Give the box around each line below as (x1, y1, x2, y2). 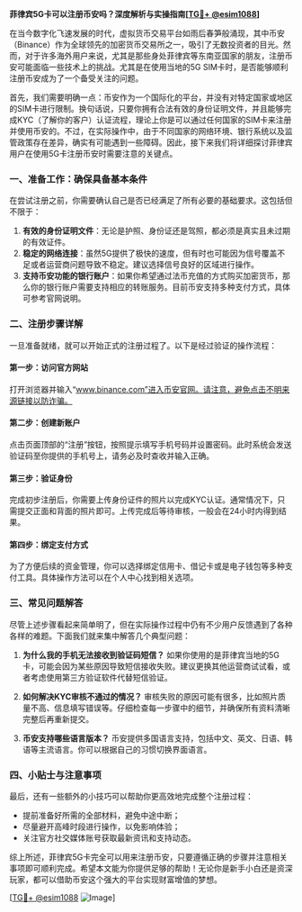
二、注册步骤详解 (9, 318, 84, 330)
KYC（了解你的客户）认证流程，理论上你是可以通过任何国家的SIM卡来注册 (16, 114, 292, 125)
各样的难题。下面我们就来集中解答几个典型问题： (9, 630, 191, 641)
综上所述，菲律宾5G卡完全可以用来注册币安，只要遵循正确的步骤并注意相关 (9, 852, 288, 862)
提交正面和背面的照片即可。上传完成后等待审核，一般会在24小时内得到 (16, 506, 280, 517)
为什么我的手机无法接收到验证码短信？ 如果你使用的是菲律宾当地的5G (22, 649, 280, 660)
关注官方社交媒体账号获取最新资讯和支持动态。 (22, 833, 196, 843)
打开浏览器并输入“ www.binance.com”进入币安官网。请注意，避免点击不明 (9, 384, 282, 394)
